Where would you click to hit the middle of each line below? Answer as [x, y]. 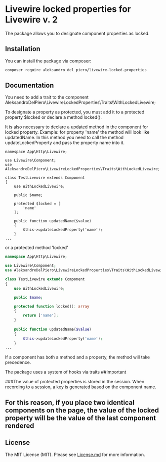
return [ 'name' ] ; [41, 315]
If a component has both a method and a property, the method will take [78, 357]
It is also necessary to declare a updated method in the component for [77, 127]
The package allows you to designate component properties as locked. [77, 33]
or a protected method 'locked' [37, 248]
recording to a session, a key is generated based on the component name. [81, 387]
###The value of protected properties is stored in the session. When [75, 382]
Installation [23, 49]
